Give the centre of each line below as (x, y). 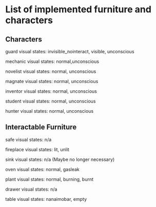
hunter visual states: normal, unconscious (50, 111)
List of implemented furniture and (78, 9)
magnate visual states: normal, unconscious (52, 81)
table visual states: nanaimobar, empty (46, 199)
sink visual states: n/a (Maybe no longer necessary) (60, 159)
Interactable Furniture (41, 127)
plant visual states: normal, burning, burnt (50, 179)
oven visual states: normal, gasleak (42, 169)
